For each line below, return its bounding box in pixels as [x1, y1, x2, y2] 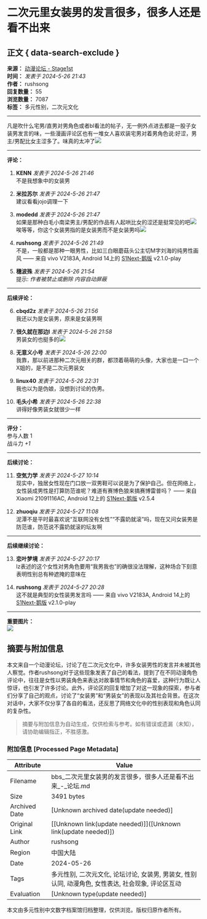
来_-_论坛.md [51, 782, 91, 791]
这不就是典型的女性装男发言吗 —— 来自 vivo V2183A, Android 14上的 [15, 591, 190, 598]
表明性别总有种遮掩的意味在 [15, 570, 87, 578]
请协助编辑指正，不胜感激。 [21, 728, 93, 735]
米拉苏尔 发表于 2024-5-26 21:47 [15, 190, 100, 197]
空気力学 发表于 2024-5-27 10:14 [15, 471, 99, 479]
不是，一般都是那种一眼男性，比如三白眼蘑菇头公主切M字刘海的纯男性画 [15, 247, 199, 254]
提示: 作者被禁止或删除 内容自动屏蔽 [15, 275, 107, 283]
